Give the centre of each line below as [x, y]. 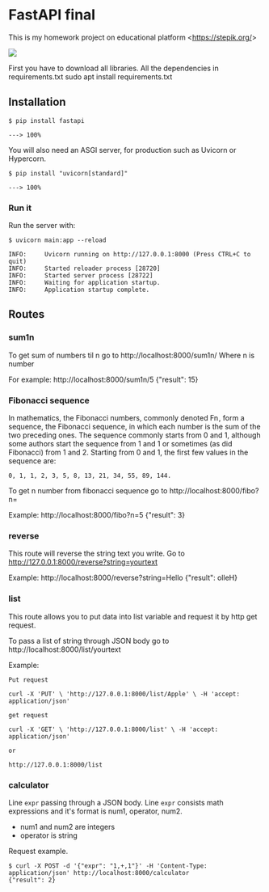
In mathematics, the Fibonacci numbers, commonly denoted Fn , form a [126, 418]
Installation [37, 102]
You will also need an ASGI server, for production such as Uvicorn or [122, 150]
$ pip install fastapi [46, 120]
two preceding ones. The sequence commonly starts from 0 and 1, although [134, 435]
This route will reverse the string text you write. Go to [97, 554]
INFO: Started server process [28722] [81, 276]
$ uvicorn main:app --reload [57, 240]
